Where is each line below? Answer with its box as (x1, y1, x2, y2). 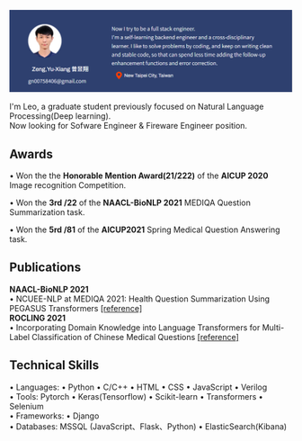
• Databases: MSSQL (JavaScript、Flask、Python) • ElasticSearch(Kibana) (9, 420, 288, 432)
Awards (9, 146, 54, 162)
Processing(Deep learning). (9, 111, 111, 121)
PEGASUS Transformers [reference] (9, 302, 143, 313)
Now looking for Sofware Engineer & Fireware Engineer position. (9, 121, 248, 131)
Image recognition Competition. (9, 179, 127, 190)
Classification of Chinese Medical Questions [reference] (31, 331, 240, 342)
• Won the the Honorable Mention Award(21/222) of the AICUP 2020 (9, 170, 269, 181)
